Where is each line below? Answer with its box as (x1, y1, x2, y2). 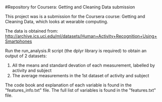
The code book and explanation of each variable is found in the (5, 82, 132, 88)
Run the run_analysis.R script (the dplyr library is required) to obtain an (5, 48, 147, 53)
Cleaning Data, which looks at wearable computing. (5, 19, 108, 24)
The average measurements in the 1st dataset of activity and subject (12, 73, 149, 78)
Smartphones (5, 38, 33, 44)
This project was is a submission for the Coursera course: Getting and (5, 14, 145, 19)
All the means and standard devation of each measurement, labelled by (12, 63, 155, 68)
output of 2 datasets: (5, 53, 47, 59)
